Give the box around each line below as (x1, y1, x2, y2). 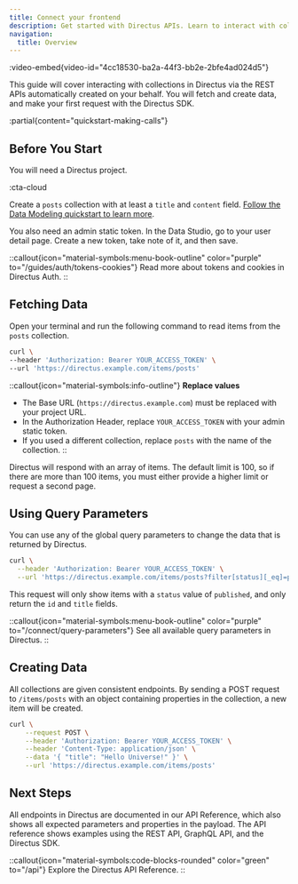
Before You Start (9, 141, 103, 156)
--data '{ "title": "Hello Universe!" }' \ (25, 753, 189, 762)
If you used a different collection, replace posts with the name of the (21, 434, 272, 445)
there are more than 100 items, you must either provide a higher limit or (9, 471, 269, 482)
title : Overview (17, 37, 77, 47)
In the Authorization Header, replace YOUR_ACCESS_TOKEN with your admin (21, 416, 286, 426)
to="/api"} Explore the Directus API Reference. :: (9, 864, 186, 875)
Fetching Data (9, 297, 89, 312)
